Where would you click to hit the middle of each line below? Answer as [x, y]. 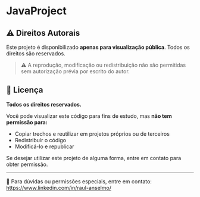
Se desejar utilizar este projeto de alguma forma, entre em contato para [94, 158]
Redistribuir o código [40, 140]
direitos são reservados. [36, 54]
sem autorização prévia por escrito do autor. [75, 71]
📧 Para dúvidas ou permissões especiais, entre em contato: [79, 181]
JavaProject [36, 11]
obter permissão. [27, 164]
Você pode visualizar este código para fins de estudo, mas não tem [89, 116]
